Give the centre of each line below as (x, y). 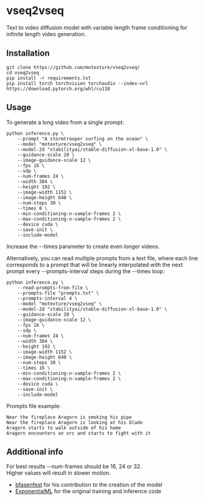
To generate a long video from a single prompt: (65, 122)
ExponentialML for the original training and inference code (88, 491)
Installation (28, 53)
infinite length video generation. (46, 34)
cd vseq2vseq (23, 73)
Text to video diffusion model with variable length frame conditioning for (97, 27)
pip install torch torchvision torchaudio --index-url (77, 83)
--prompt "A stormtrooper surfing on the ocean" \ (83, 139)
